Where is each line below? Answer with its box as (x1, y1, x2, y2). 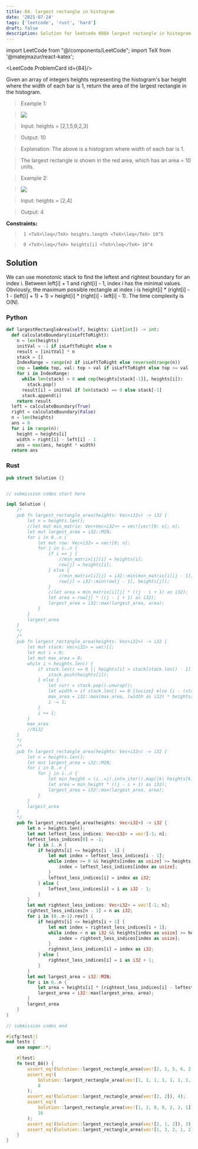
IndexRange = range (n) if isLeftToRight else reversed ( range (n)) (16, 360, 181, 366)
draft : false (6, 25, 38, 31)
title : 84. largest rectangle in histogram (6, 8, 115, 15)
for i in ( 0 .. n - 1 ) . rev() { (27, 913, 94, 919)
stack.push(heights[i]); (48, 672, 110, 678)
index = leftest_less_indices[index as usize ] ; (58, 864, 178, 870)
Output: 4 (20, 209, 44, 216)
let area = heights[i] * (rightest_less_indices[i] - (37, 985, 173, 991)
